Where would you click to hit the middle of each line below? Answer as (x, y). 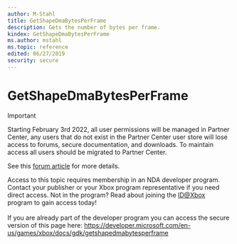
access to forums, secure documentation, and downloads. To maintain (110, 144)
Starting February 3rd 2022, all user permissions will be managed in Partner (118, 129)
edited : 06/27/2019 (36, 54)
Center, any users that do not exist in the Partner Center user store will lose (117, 137)
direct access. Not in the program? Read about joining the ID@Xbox (106, 195)
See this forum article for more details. (64, 166)
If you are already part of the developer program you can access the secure (118, 218)
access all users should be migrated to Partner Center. (87, 152)
